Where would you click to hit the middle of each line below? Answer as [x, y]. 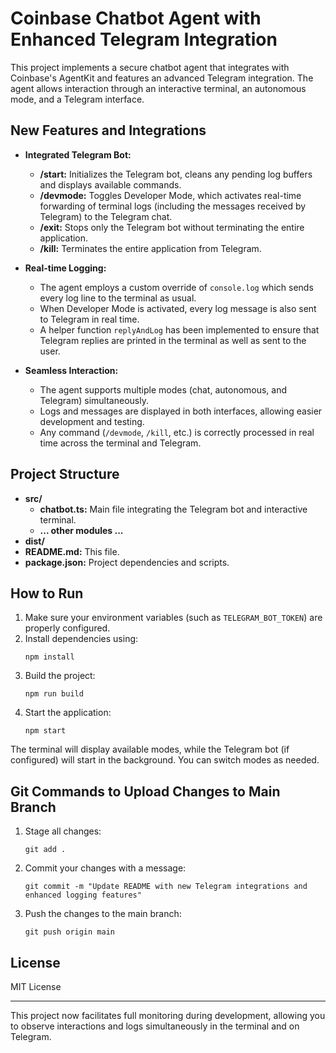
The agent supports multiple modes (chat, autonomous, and [163, 389]
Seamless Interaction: [71, 370]
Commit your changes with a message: [105, 868]
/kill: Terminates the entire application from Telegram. [150, 248]
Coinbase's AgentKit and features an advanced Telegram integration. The [162, 78]
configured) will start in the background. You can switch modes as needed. [165, 760]
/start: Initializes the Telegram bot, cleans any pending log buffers [176, 174]
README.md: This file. [72, 551]
